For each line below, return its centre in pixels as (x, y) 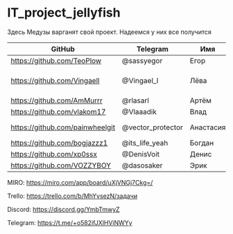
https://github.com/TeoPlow (56, 60)
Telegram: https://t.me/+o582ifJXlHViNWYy (70, 222)
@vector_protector (153, 127)
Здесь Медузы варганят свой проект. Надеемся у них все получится (109, 32)
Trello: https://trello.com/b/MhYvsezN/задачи (72, 196)
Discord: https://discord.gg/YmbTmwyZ (63, 209)
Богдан (202, 143)
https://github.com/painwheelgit (63, 127)
